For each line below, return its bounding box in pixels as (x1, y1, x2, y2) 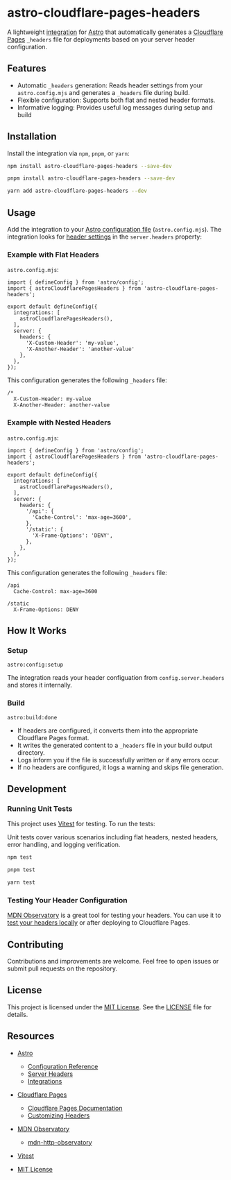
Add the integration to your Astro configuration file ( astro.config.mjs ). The (7, 225, 222, 233)
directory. (17, 748, 45, 757)
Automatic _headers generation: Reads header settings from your (17, 81, 203, 89)
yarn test (7, 879, 36, 886)
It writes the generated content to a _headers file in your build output (17, 741, 213, 749)
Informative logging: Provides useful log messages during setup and (17, 103, 213, 112)
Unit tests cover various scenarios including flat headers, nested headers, (7, 833, 219, 841)
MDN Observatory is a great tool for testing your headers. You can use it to (7, 911, 221, 920)
